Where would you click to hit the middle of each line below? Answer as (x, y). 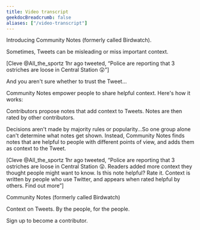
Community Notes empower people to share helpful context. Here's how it (98, 93)
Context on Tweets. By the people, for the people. (68, 209)
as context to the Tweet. (36, 149)
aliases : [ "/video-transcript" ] (47, 23)
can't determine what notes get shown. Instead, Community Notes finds (95, 135)
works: (15, 99)
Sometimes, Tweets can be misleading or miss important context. (87, 52)
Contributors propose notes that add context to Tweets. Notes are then (94, 111)
